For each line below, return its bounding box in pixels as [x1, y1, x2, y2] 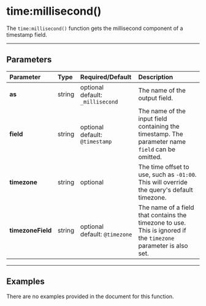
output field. [138, 94, 174, 102]
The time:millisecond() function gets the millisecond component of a [6, 24, 183, 32]
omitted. [138, 152, 162, 161]
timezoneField [9, 226, 52, 234]
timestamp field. [6, 31, 47, 38]
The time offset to [138, 162, 189, 171]
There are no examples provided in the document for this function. [6, 293, 174, 300]
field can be [138, 145, 176, 154]
